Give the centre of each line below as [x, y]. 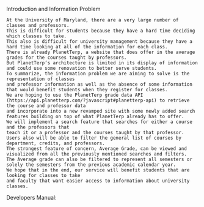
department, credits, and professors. [56, 143]
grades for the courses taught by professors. [67, 58]
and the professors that [38, 127]
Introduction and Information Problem [53, 9]
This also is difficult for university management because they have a [99, 42]
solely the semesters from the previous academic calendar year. [91, 165]
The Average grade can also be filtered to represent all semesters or [99, 159]
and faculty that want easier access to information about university [98, 181]
